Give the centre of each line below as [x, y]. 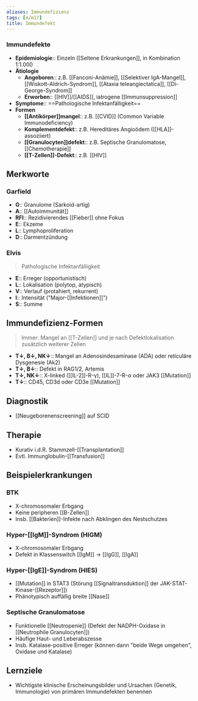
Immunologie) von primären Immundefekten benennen [83, 692]
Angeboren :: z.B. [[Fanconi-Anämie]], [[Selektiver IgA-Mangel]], [105, 77]
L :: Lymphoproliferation [44, 231]
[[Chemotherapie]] [48, 148]
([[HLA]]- [162, 129]
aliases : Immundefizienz [38, 12]
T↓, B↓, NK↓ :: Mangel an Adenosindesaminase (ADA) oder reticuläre [103, 356]
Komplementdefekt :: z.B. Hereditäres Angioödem [87, 129]
